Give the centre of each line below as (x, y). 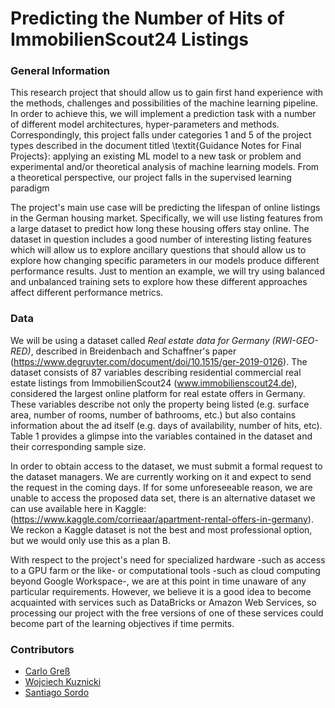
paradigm (30, 188)
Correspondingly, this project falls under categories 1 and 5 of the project (161, 135)
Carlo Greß (47, 671)
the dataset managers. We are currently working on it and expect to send (161, 476)
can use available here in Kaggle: (78, 508)
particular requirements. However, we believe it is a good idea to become (161, 591)
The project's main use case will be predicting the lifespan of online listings (165, 208)
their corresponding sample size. (78, 446)
